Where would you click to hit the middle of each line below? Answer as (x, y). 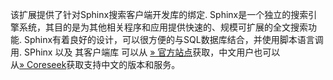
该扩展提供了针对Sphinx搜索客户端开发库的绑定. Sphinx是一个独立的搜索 (159, 14)
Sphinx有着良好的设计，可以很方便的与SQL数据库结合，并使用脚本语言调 (173, 39)
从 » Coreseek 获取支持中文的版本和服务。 (95, 64)
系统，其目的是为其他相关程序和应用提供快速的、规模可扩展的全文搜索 (163, 27)
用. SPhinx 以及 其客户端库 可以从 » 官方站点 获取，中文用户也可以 (145, 52)
